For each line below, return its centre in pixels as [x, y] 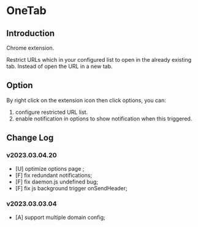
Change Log [30, 138]
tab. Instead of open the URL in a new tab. [59, 66]
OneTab [27, 11]
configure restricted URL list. [51, 112]
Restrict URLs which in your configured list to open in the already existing [99, 60]
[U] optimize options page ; [50, 168]
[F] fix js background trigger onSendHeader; [71, 188]
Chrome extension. [30, 48]
